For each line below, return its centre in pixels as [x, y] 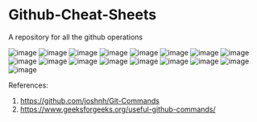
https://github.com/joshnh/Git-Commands [89, 100]
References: [28, 85]
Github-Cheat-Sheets [83, 15]
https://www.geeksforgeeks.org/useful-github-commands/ [118, 109]
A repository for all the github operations [76, 37]
